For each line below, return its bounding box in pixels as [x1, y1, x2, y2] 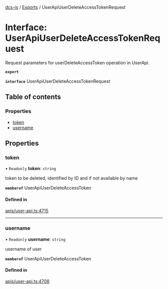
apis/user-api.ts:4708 [5, 278, 50, 284]
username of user [5, 246, 42, 252]
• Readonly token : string [5, 166, 56, 172]
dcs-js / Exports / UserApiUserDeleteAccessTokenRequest [5, 5, 126, 10]
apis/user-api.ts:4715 [5, 208, 48, 214]
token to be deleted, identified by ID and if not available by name [5, 175, 138, 181]
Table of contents [5, 93, 61, 101]
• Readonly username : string [5, 236, 66, 242]
